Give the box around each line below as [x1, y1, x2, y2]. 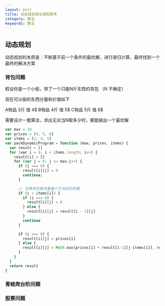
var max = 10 [5, 127, 32, 132]
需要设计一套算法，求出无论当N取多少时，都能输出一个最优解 [5, 117, 129, 123]
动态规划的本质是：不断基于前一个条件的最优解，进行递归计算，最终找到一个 [5, 55, 160, 60]
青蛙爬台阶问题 [5, 280, 41, 287]
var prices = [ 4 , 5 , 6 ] [5, 132, 54, 137]
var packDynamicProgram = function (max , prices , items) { [5, 140, 129, 145]
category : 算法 [5, 16, 35, 21]
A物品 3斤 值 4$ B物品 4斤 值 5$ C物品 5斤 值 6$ [5, 107, 104, 113]
